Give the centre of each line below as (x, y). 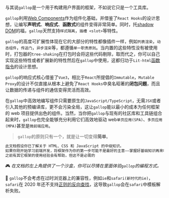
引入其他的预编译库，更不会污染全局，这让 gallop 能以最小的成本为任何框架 (82, 107)
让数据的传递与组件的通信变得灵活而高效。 (49, 90)
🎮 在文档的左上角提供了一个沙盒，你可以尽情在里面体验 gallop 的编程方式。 (83, 166)
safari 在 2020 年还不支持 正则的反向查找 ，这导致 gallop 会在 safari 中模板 (81, 184)
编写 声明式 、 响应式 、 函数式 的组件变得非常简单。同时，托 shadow (86, 24)
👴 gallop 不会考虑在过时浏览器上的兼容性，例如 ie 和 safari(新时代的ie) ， (79, 178)
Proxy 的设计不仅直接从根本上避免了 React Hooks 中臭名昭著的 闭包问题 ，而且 (83, 84)
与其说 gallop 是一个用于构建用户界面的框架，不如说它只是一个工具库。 (78, 7)
